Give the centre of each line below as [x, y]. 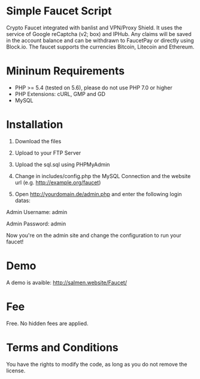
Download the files [38, 141]
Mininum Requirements [65, 71]
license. [16, 371]
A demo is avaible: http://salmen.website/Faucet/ [67, 282]
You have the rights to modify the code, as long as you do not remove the [97, 364]
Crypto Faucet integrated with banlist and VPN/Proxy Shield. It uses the [94, 28]
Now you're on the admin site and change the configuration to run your [94, 235]
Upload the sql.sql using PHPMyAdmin [62, 164]
